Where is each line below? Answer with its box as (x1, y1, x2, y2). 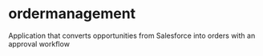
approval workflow (8, 39, 71, 48)
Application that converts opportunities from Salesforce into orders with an (8, 31, 256, 40)
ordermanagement (8, 5, 136, 23)
